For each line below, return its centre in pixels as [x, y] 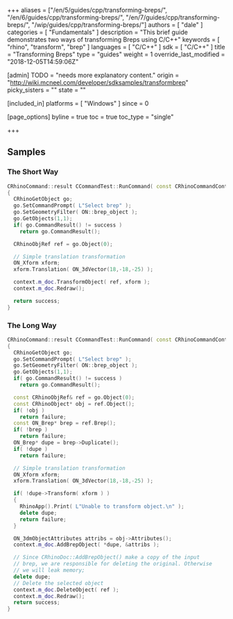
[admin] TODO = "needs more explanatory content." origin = [93, 75]
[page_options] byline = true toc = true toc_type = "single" [90, 117]
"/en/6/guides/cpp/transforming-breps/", [66, 17]
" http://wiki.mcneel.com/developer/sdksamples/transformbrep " [98, 82]
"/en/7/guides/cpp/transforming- [173, 17]
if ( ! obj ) [29, 410]
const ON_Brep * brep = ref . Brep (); [65, 423]
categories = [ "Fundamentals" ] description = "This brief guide [98, 32]
